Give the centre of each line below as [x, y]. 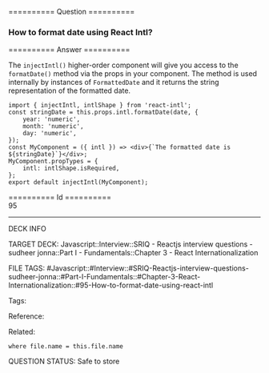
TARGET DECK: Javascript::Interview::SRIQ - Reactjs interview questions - [131, 244]
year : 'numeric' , [52, 119]
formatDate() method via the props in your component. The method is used [133, 74]
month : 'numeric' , [53, 126]
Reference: [26, 316]
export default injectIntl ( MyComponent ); [78, 182]
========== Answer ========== [69, 50]
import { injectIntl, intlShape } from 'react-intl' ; [100, 106]
